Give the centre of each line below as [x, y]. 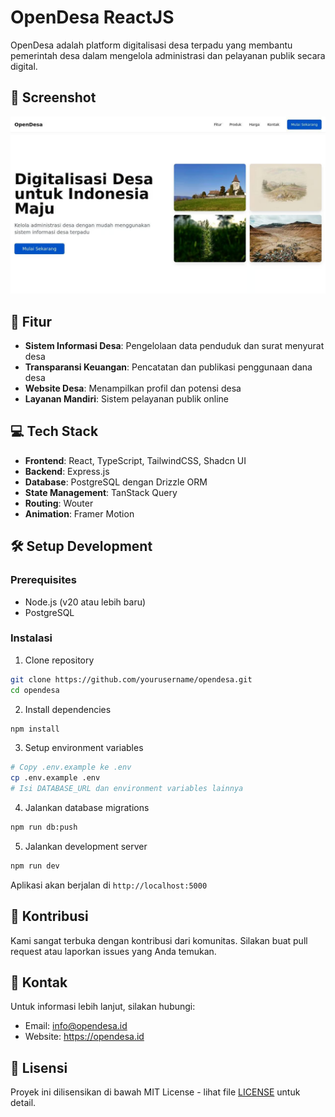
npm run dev [35, 866]
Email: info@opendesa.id [76, 1026]
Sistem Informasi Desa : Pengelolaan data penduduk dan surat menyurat [174, 346]
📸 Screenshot [53, 97]
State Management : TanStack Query [101, 492]
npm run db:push [44, 827]
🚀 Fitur [31, 321]
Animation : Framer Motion [79, 513]
